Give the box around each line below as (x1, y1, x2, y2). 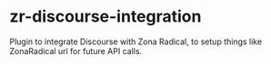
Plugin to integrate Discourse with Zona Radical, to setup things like (9, 36, 262, 47)
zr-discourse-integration (9, 6, 202, 27)
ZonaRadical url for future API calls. (9, 45, 143, 56)
